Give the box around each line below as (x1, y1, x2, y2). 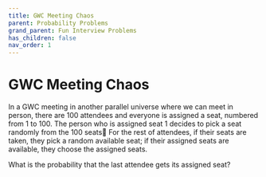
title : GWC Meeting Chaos (8, 11, 94, 20)
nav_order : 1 (8, 41, 52, 49)
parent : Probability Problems (8, 19, 109, 27)
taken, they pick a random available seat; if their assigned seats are (8, 136, 229, 146)
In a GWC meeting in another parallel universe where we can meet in (8, 102, 233, 112)
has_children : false (8, 33, 77, 42)
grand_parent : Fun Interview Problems (8, 26, 137, 34)
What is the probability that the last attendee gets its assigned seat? (8, 160, 231, 170)
